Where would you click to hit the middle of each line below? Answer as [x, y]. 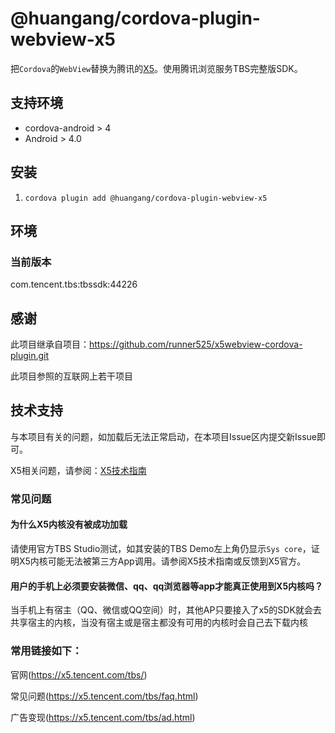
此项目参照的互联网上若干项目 [71, 376]
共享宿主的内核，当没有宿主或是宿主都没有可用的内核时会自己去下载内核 [159, 623]
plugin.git [30, 356]
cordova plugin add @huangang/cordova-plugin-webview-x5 [146, 198]
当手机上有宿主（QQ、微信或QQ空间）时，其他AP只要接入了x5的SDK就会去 [166, 610]
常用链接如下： [46, 651]
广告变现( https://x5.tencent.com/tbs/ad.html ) [103, 717]
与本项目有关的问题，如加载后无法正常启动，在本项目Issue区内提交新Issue [163, 436]
